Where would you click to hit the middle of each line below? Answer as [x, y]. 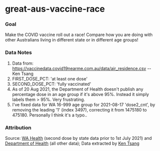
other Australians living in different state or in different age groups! [72, 40]
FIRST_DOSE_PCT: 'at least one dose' [50, 78]
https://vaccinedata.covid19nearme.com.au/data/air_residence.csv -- [82, 68]
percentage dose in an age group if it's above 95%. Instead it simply [80, 94]
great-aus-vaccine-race [55, 9]
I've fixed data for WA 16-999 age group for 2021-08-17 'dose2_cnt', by [84, 104]
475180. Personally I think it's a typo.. [50, 115]
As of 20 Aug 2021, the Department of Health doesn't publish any [78, 89]
